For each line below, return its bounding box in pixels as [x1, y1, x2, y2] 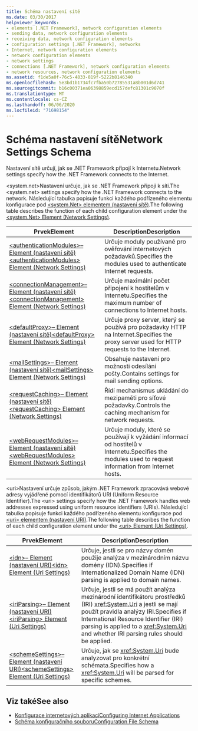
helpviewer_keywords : [6, 19, 60, 25]
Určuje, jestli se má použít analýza [81, 585, 176, 594]
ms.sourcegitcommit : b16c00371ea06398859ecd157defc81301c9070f [6, 85, 165, 91]
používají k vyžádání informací [104, 433, 189, 441]
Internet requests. [104, 267, 154, 275]
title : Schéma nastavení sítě [6, 8, 81, 15]
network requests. [104, 416, 155, 424]
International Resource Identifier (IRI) [81, 615, 184, 623]
